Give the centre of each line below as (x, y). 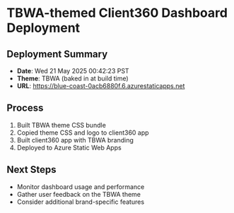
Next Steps (31, 170)
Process (25, 108)
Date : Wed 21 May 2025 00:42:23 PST (73, 71)
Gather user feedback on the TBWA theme (79, 194)
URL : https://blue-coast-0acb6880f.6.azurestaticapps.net (101, 86)
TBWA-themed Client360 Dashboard (117, 13)
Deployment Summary (57, 54)
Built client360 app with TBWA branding (75, 140)
